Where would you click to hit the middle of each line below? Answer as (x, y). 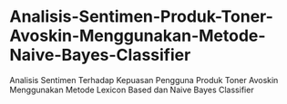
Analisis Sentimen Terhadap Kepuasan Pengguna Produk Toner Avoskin (144, 80)
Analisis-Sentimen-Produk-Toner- (141, 17)
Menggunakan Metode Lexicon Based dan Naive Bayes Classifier (132, 90)
